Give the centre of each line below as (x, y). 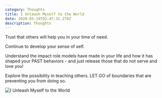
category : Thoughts (25, 10)
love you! (14, 66)
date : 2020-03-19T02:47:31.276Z (38, 19)
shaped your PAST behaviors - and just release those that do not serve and (81, 61)
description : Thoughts (28, 23)
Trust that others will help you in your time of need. (57, 37)
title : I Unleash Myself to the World (45, 14)
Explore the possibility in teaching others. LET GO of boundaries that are (78, 76)
